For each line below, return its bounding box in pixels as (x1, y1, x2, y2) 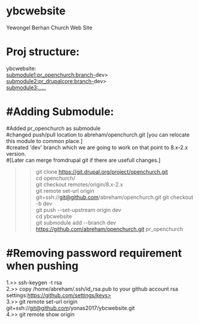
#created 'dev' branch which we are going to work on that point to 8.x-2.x (6, 144, 188, 151)
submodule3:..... (6, 84, 47, 91)
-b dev (35, 199, 53, 207)
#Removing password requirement (6, 247, 182, 260)
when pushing (6, 259, 79, 272)
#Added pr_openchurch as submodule (6, 125, 101, 132)
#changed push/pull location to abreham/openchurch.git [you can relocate (6, 131, 190, 138)
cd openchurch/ (35, 174, 76, 181)
